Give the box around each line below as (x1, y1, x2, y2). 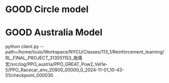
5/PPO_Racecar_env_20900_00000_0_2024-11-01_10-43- (5, 67, 124, 73)
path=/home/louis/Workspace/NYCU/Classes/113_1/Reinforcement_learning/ (5, 49, 164, 55)
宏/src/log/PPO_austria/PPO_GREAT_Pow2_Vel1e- (5, 61, 108, 67)
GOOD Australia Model (5, 27, 103, 38)
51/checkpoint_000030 (5, 72, 53, 78)
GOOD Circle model (5, 4, 89, 15)
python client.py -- (5, 44, 45, 50)
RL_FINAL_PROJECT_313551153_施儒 (5, 55, 83, 61)
